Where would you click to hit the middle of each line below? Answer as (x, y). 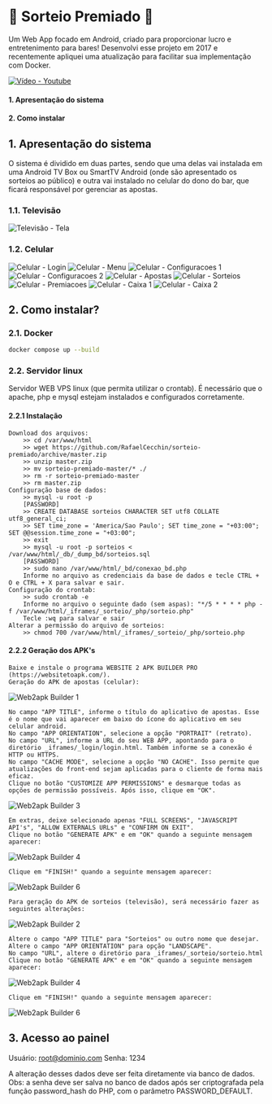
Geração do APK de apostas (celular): (74, 682)
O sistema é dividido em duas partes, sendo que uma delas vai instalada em (136, 163)
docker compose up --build (54, 350)
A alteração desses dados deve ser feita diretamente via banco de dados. (132, 1073)
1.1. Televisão (35, 210)
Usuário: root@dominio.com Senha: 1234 (77, 1058)
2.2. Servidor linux (46, 371)
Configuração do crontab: (52, 589)
